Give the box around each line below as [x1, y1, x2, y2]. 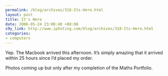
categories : [5, 31, 31, 36]
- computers [5, 36, 31, 41]
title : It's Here [5, 17, 42, 22]
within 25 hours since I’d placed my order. [5, 55, 93, 61]
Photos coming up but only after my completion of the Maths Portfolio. [5, 64, 153, 71]
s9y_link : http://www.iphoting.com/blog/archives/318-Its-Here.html [5, 26, 154, 31]
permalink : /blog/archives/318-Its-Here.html [5, 7, 103, 13]
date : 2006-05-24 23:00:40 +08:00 [5, 21, 79, 27]
